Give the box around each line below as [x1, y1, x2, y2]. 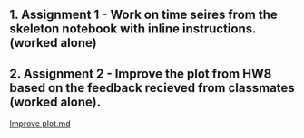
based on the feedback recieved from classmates [9, 80, 295, 96]
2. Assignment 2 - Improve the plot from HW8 [9, 66, 272, 81]
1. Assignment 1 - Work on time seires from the [9, 7, 279, 23]
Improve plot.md [9, 118, 71, 129]
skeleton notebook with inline [9, 22, 180, 37]
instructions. [181, 22, 257, 37]
